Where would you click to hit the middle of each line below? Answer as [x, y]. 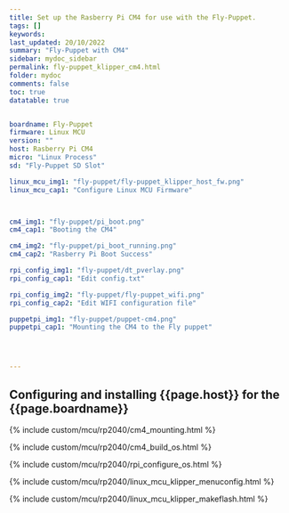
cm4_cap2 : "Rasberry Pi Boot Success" [81, 255]
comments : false [39, 84]
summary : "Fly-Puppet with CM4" [69, 51]
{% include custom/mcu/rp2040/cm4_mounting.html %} [112, 429]
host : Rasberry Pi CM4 [51, 149]
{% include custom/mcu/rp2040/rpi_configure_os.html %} [116, 464]
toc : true [28, 92]
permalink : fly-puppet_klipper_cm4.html [85, 68]
